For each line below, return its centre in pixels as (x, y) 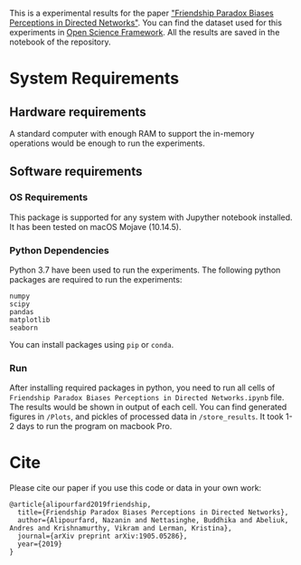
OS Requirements (49, 197)
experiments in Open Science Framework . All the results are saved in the (145, 32)
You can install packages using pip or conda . (92, 344)
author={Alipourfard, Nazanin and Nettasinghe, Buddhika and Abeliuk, (153, 521)
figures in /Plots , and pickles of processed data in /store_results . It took (146, 417)
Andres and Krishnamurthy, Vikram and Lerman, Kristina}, (121, 529)
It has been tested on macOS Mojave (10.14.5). (95, 226)
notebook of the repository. (60, 42)
